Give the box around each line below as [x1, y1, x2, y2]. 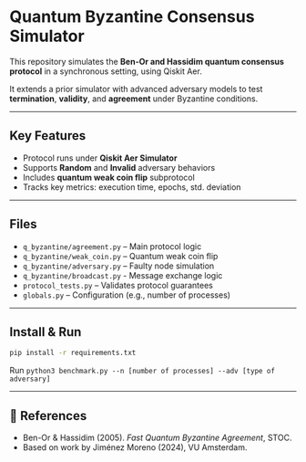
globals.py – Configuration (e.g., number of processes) [22, 289, 230, 300]
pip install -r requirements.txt [9, 349, 137, 358]
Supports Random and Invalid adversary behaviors [22, 162, 216, 173]
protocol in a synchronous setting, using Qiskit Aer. [9, 66, 202, 77]
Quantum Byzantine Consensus [9, 6, 255, 27]
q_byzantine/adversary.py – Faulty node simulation [22, 260, 215, 271]
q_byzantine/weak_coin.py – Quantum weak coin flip [22, 250, 219, 261]
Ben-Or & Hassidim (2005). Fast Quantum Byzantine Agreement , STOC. [22, 432, 292, 444]
